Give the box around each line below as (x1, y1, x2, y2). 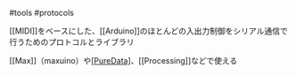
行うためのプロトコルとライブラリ (9, 37, 135, 47)
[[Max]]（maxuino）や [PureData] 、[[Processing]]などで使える (9, 56, 238, 65)
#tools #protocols (9, 8, 74, 18)
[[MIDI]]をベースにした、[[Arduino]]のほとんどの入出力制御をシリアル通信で (9, 26, 288, 36)
